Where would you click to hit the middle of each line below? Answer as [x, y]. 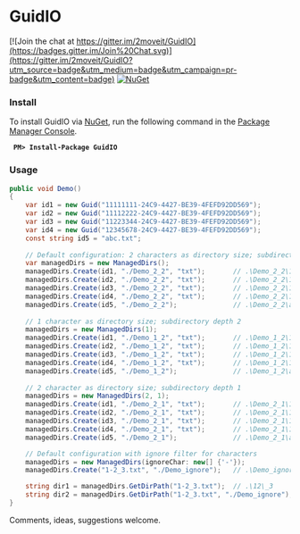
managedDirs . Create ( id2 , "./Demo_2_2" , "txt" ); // [133, 280]
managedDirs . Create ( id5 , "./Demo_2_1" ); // [133, 438]
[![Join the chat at [42, 41]
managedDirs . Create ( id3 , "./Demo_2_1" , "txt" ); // [133, 421]
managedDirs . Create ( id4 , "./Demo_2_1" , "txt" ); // [133, 429]
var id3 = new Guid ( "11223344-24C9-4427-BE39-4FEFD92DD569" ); [143, 222]
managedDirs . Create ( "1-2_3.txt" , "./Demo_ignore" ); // [133, 471]
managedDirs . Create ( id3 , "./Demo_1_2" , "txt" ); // [133, 355]
